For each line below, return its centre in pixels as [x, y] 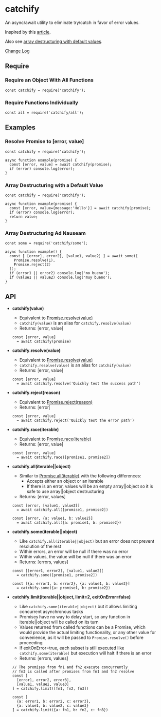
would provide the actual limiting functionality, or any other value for [88, 633]
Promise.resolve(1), [35, 260]
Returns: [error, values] [42, 497]
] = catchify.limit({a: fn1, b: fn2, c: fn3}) [60, 710]
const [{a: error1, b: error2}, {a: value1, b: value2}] [71, 584]
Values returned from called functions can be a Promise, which [82, 627]
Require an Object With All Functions [49, 80]
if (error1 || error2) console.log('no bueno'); [60, 273]
